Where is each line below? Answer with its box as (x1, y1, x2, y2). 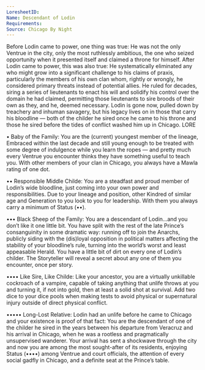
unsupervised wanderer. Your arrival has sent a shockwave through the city (6, 337, 197, 344)
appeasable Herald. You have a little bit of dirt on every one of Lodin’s (6, 248, 182, 255)
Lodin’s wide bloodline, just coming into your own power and (6, 184, 159, 191)
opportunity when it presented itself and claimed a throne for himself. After (6, 56, 195, 63)
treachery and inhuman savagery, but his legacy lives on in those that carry (6, 108, 196, 115)
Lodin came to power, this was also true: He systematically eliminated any (6, 63, 193, 70)
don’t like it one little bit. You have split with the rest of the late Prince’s (6, 222, 184, 229)
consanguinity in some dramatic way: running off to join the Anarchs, (6, 228, 181, 236)
